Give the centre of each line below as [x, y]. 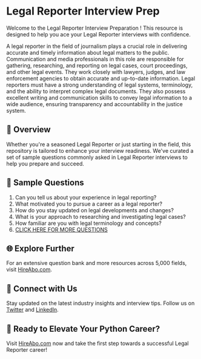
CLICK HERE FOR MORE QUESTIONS [61, 229]
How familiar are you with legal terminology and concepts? [88, 223]
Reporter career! [27, 350]
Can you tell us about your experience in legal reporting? [86, 197]
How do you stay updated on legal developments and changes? [94, 210]
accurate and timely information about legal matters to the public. [88, 52]
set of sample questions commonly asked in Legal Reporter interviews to [97, 157]
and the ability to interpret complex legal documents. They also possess [96, 91]
